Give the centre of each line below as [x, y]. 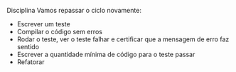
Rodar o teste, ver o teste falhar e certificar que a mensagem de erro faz [123, 39]
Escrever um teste [43, 24]
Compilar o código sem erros [59, 32]
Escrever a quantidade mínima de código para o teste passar [106, 54]
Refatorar [31, 62]
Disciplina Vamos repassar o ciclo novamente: [74, 10]
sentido [28, 47]
